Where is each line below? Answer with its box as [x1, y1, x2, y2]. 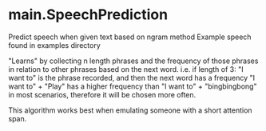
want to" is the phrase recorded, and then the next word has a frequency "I [8, 73, 256, 82]
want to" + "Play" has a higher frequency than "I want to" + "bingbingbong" [8, 81, 257, 91]
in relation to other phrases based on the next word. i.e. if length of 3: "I [8, 64, 244, 73]
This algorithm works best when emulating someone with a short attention [8, 105, 253, 115]
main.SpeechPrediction [8, 6, 169, 24]
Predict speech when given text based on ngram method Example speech [8, 32, 252, 42]
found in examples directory [8, 40, 101, 50]
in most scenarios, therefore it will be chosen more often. [8, 89, 197, 99]
